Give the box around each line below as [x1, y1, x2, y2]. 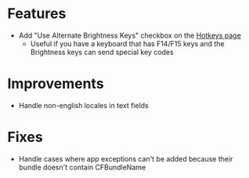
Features [7, 5, 67, 23]
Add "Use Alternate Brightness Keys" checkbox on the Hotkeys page [18, 31, 242, 40]
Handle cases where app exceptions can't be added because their [18, 154, 233, 163]
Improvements [7, 75, 104, 93]
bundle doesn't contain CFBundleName [18, 162, 146, 172]
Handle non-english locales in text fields [18, 100, 150, 110]
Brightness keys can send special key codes [30, 47, 174, 56]
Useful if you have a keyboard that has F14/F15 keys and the [30, 38, 225, 48]
